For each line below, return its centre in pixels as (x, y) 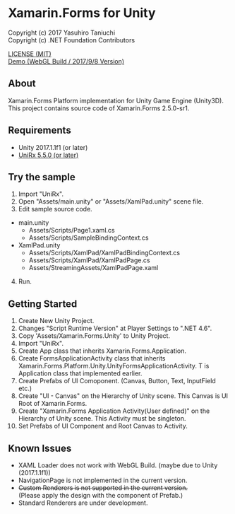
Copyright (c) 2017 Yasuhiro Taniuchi (62, 33)
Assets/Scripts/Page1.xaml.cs (72, 230)
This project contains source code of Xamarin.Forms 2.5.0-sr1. (99, 108)
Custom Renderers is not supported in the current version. (103, 488)
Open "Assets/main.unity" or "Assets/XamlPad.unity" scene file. (111, 201)
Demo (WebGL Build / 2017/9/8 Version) (66, 61)
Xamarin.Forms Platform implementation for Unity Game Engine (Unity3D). (116, 100)
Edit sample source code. (55, 209)
